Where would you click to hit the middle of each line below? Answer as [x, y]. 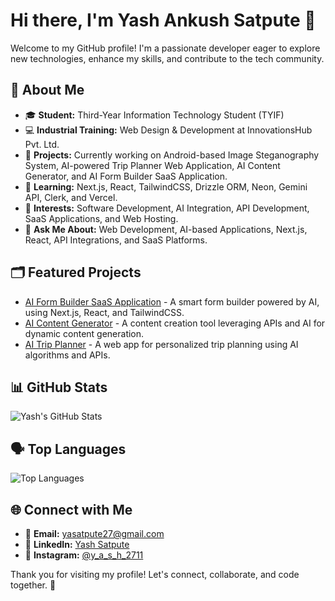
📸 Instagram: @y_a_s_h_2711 [84, 555]
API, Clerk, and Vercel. [71, 197]
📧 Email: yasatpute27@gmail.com [94, 533]
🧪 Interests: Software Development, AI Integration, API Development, [167, 208]
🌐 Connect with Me [71, 509]
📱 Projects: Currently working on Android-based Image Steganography [172, 155]
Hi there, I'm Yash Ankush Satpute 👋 [163, 20]
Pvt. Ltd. [42, 144]
